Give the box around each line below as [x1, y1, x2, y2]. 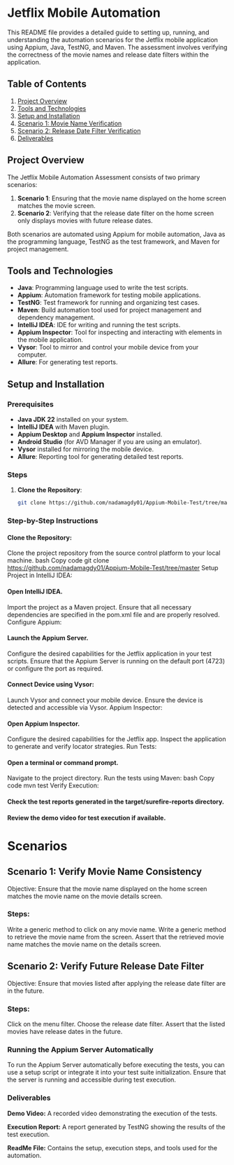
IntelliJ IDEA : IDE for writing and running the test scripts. [17, 321, 181, 329]
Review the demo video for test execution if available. [7, 813, 166, 822]
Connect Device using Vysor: [7, 680, 94, 689]
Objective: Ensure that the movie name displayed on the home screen [7, 884, 207, 892]
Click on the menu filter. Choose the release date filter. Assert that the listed [7, 1019, 226, 1028]
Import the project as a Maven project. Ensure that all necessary [7, 602, 192, 611]
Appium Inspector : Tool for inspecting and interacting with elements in [17, 328, 222, 337]
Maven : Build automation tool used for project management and [17, 306, 202, 315]
